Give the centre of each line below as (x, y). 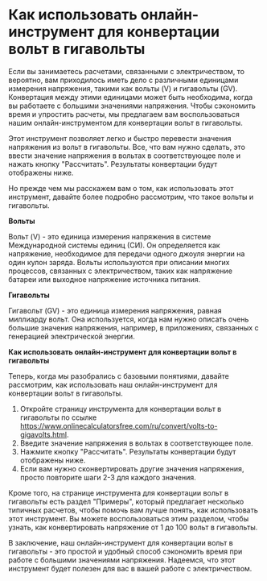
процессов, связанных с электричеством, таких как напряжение (121, 271)
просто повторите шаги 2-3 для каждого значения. (108, 477)
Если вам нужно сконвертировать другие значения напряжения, (132, 468)
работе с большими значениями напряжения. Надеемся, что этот (122, 560)
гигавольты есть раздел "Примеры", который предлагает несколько (126, 501)
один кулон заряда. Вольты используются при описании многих (119, 262)
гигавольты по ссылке (58, 417)
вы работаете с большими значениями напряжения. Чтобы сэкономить (132, 106)
